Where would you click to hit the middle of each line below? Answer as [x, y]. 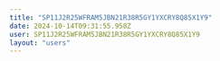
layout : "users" [40, 43]
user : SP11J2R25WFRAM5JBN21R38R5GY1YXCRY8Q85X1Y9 [105, 34]
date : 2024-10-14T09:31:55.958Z [70, 26]
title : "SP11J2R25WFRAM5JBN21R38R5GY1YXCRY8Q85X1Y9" [111, 17]
